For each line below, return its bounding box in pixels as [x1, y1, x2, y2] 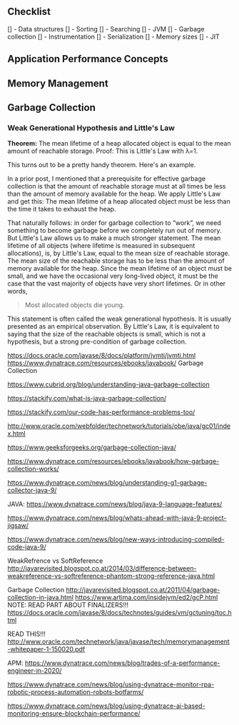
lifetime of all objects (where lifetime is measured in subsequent [7, 241, 195, 250]
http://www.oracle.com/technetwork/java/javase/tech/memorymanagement [7, 637, 230, 646]
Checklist [7, 6, 51, 18]
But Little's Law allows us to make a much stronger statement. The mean [7, 234, 221, 242]
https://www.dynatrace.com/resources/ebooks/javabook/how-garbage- [7, 457, 220, 466]
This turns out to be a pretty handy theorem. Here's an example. [7, 161, 196, 169]
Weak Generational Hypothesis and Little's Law [7, 123, 175, 133]
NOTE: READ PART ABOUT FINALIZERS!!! [7, 601, 129, 609]
